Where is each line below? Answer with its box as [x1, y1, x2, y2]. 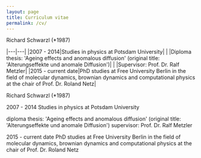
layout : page [6, 8, 39, 15]
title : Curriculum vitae [6, 14, 69, 21]
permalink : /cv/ [6, 20, 47, 26]
